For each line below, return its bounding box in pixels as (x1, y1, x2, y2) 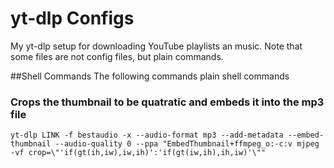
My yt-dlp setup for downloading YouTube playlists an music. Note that (10, 40, 303, 52)
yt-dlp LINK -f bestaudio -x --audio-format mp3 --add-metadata (10, 130, 284, 141)
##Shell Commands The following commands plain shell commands (10, 70, 290, 82)
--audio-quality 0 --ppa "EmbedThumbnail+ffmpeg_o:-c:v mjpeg (54, 139, 320, 149)
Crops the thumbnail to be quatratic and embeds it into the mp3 (10, 95, 325, 109)
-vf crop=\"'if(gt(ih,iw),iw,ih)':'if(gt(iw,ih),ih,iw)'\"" (10, 148, 267, 158)
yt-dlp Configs (10, 7, 135, 30)
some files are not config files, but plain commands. (10, 50, 224, 62)
